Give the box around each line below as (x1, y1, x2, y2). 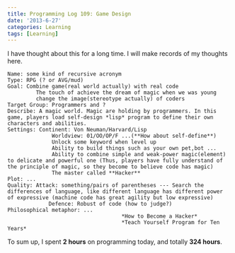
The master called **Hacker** (52, 170, 141, 177)
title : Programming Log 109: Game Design (7, 10, 132, 18)
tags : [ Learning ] (7, 30, 59, 37)
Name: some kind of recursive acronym (7, 71, 122, 78)
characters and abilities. (7, 120, 87, 127)
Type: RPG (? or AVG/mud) (7, 77, 84, 84)
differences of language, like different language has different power (7, 188, 223, 195)
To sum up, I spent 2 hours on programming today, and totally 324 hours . (7, 237, 223, 246)
